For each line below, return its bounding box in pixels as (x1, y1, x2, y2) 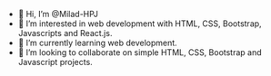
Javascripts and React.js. (17, 28, 113, 38)
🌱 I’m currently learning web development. (17, 37, 177, 48)
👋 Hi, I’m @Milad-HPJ (17, 9, 98, 19)
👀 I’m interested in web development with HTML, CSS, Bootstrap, (17, 18, 262, 29)
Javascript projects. (17, 57, 93, 67)
